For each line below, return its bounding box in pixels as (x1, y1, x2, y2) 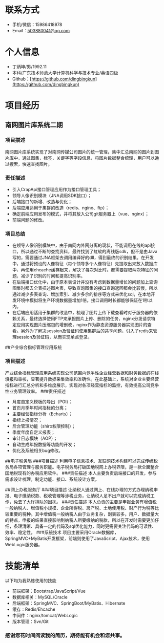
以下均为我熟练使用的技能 (5, 578, 57, 583)
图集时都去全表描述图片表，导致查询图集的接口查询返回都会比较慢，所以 (12, 285, 158, 291)
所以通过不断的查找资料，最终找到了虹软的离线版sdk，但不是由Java (20, 249, 158, 255)
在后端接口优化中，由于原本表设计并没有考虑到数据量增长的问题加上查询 (12, 279, 158, 285)
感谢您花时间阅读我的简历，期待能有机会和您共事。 (5, 632, 125, 639)
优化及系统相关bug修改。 (12, 448, 63, 453)
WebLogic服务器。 (5, 541, 43, 547)
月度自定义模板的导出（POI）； (12, 399, 73, 405)
